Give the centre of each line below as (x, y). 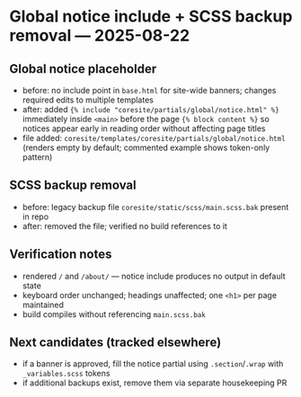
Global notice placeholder (83, 69)
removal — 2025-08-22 (100, 35)
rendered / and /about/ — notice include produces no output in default (154, 276)
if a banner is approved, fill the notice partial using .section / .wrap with (153, 364)
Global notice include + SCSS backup (151, 17)
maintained (43, 304)
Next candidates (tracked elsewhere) (115, 343)
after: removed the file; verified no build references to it (124, 225)
